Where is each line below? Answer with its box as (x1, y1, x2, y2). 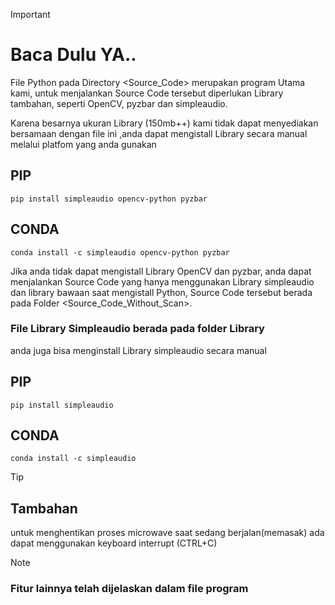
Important (10, 9, 51, 20)
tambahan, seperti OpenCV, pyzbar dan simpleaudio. (10, 97, 228, 109)
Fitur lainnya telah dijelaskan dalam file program (10, 582, 249, 596)
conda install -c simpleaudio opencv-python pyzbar (10, 247, 230, 258)
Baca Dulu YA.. (10, 44, 137, 66)
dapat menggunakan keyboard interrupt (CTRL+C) (10, 537, 218, 549)
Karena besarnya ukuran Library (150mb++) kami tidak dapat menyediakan (10, 117, 319, 129)
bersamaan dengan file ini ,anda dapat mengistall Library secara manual (10, 127, 308, 139)
